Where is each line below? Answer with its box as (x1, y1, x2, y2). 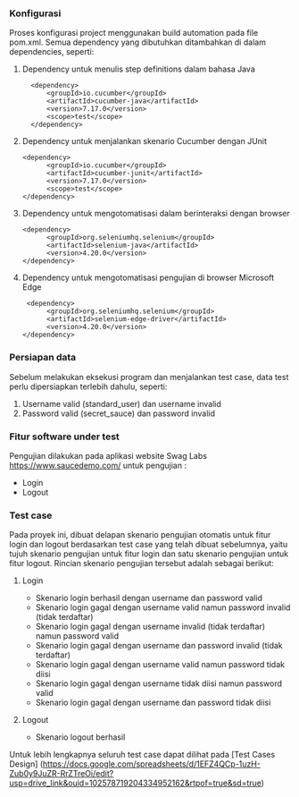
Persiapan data (9, 352, 77, 364)
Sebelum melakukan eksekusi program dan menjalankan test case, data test (9, 371, 289, 382)
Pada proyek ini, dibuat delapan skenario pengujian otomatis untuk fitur (9, 530, 271, 540)
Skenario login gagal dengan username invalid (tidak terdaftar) (35, 621, 266, 632)
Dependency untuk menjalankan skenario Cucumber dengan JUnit (21, 136, 268, 147)
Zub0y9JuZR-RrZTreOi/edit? (9, 768, 114, 779)
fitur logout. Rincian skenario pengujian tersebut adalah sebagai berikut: (9, 558, 274, 569)
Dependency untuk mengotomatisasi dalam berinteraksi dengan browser (21, 208, 290, 219)
